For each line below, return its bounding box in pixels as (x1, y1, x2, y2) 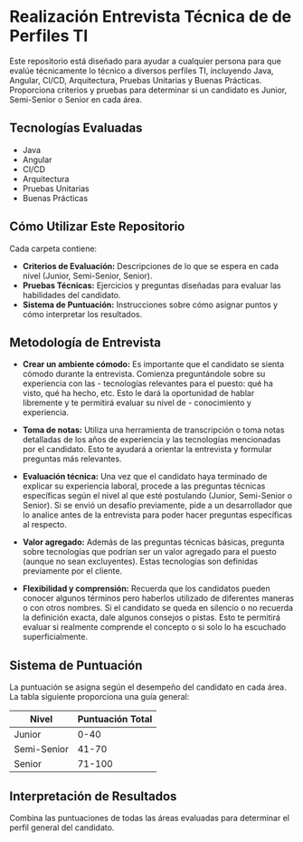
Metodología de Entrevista (9, 334, 161, 350)
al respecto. (22, 519, 68, 530)
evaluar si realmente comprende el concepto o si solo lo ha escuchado (22, 622, 287, 633)
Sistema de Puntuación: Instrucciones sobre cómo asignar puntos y (22, 299, 279, 310)
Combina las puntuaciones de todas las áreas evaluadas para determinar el (9, 813, 289, 823)
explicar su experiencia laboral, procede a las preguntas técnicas (22, 480, 266, 491)
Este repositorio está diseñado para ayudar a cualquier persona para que (9, 55, 282, 66)
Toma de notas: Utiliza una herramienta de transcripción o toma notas (22, 424, 285, 436)
